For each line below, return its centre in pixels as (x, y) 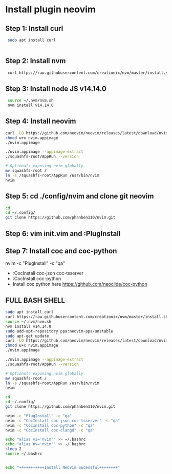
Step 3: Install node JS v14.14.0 (56, 88)
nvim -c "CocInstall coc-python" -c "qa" (50, 425)
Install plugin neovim (51, 9)
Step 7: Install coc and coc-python (61, 251)
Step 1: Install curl (34, 28)
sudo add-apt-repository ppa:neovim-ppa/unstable (59, 331)
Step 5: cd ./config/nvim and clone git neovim (80, 196)
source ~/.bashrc (24, 454)
